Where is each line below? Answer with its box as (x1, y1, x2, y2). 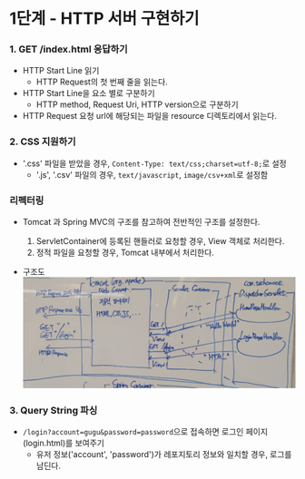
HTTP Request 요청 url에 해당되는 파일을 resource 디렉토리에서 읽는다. (22, 111, 278, 122)
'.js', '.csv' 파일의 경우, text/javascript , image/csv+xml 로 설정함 (35, 169, 269, 180)
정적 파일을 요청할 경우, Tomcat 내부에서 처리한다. (35, 247, 215, 259)
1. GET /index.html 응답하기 (9, 43, 129, 55)
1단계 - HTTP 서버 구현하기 (9, 8, 200, 29)
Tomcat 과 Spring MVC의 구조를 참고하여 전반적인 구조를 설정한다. (22, 217, 261, 228)
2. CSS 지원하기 (9, 135, 76, 148)
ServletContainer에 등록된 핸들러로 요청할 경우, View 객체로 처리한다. (35, 236, 285, 247)
